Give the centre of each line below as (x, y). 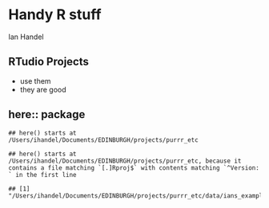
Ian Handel (26, 37)
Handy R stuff (55, 15)
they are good (43, 89)
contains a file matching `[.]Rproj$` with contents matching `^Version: (134, 168)
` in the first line (43, 175)
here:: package (47, 114)
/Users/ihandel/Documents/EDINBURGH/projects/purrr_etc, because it (125, 161)
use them (35, 80)
